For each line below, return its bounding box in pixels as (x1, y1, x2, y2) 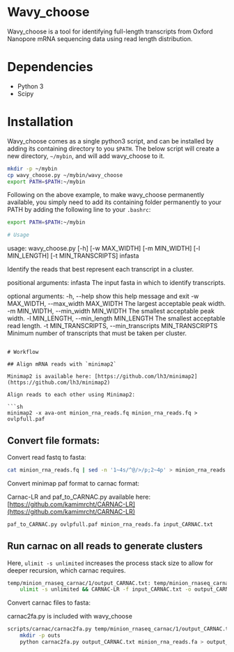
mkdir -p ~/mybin (7, 165, 58, 172)
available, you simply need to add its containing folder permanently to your (7, 198, 221, 206)
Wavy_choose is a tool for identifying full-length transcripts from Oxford (7, 27, 213, 36)
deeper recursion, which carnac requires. (7, 566, 126, 575)
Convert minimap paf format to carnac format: (7, 479, 140, 488)
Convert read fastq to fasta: (7, 453, 86, 461)
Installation (7, 114, 74, 130)
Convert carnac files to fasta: (7, 598, 91, 607)
